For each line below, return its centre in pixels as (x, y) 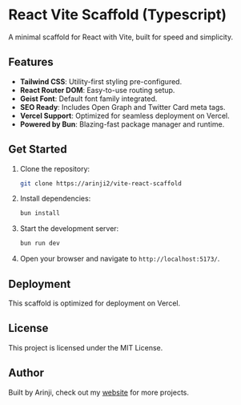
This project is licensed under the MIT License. (86, 347)
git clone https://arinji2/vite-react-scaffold (100, 183)
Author (26, 373)
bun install (40, 213)
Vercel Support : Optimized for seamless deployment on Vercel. (125, 115)
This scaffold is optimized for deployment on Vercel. (94, 303)
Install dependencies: (55, 199)
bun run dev (40, 243)
